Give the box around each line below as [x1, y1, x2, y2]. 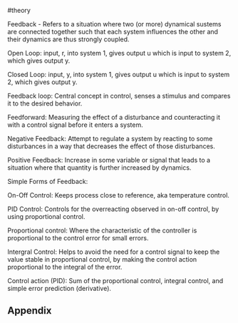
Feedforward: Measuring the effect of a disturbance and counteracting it [7, 113, 221, 121]
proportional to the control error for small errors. [7, 234, 149, 242]
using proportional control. [7, 212, 86, 220]
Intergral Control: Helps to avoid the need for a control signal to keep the [7, 247, 220, 256]
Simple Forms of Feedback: [7, 178, 88, 185]
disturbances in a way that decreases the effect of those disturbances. [7, 142, 215, 150]
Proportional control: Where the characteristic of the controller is [7, 226, 197, 235]
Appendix [7, 304, 52, 317]
